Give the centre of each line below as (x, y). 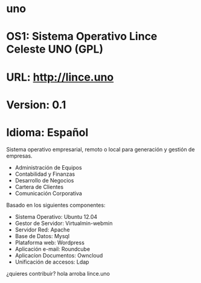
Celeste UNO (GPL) (55, 49)
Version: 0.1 (36, 105)
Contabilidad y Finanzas (45, 174)
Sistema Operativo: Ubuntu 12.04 (56, 216)
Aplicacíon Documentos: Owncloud (59, 255)
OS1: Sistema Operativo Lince (82, 37)
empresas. (19, 156)
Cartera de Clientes (39, 187)
